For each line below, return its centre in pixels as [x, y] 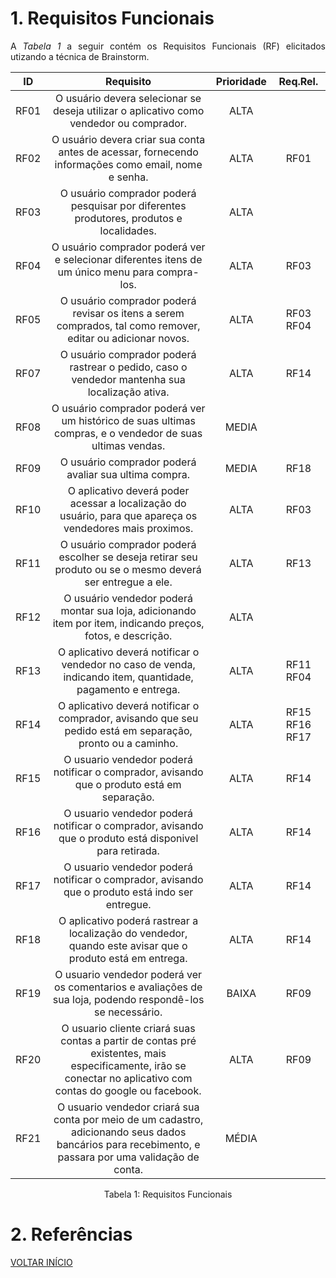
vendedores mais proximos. [128, 528]
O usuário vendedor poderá [128, 598]
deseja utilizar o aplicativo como [129, 110]
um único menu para [106, 272]
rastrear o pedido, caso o [128, 367]
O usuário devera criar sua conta [128, 139]
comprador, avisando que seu [128, 718]
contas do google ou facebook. [128, 1090]
